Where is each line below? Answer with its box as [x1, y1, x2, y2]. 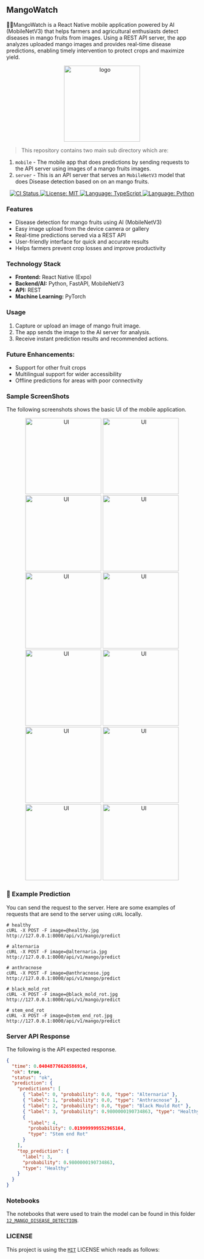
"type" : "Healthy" [22, 1165, 69, 1171]
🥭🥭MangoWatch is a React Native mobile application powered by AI [6, 21, 175, 28]
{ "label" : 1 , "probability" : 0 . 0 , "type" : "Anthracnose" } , [22, 1097, 181, 1104]
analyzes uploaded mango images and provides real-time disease [6, 40, 171, 47]
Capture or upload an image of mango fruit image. [15, 322, 141, 329]
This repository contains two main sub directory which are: [21, 146, 169, 154]
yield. [6, 53, 20, 60]
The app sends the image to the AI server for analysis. [15, 328, 151, 335]
